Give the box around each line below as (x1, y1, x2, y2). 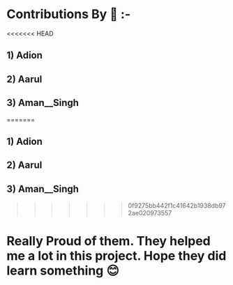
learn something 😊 (6, 263, 119, 279)
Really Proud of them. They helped (6, 233, 211, 249)
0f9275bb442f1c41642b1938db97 (128, 201, 226, 210)
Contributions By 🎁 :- (6, 6, 130, 22)
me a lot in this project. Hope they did (6, 248, 227, 264)
